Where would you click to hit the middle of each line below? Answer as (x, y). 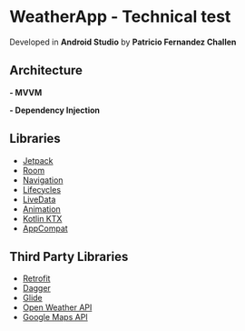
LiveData (39, 199)
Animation (41, 209)
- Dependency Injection (55, 110)
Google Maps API (55, 317)
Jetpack (38, 160)
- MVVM (26, 92)
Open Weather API (57, 307)
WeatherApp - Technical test (120, 17)
